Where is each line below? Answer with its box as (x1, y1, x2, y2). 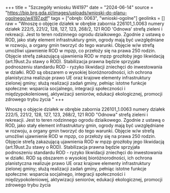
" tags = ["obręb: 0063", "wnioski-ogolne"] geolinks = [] (48, 15, 165, 21)
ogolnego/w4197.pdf (5, 15, 48, 21)
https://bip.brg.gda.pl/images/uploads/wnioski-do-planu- (7, 10, 127, 16)
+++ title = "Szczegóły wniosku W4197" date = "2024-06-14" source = (5, 5, 154, 10)
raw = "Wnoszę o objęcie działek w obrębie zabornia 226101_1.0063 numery (5, 20, 164, 26)
